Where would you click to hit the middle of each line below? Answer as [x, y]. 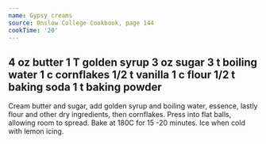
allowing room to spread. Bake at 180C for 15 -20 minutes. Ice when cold [127, 123]
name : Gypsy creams [40, 15]
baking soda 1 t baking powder [85, 87]
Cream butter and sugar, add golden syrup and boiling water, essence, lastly [133, 106]
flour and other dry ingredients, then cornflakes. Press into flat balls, [120, 115]
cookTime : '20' [33, 30]
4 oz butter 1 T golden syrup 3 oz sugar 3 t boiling [133, 62]
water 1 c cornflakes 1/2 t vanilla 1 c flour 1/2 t [122, 75]
